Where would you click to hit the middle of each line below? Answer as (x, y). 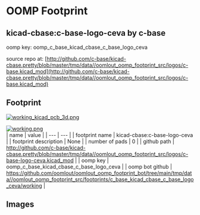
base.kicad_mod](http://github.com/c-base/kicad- (68, 71)
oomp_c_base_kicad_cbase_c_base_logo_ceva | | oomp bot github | (89, 166)
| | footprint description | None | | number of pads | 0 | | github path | (90, 141)
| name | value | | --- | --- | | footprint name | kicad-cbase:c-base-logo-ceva (100, 135)
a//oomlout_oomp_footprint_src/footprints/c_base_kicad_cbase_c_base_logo (100, 179)
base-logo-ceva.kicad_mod (40, 160)
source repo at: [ (26, 59)
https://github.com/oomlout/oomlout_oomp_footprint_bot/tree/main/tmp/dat (99, 173)
